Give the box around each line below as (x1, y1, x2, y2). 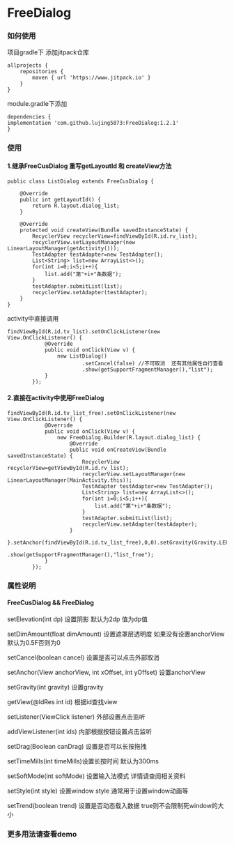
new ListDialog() (56, 352, 108, 360)
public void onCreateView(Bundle (69, 446, 167, 453)
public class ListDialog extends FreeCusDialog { (7, 178, 155, 185)
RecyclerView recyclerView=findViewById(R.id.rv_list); (32, 232, 198, 240)
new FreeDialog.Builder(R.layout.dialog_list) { (56, 434, 201, 441)
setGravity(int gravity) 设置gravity (7, 683, 104, 691)
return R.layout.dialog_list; (32, 202, 120, 209)
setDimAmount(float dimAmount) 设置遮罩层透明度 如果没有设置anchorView (7, 630, 225, 638)
